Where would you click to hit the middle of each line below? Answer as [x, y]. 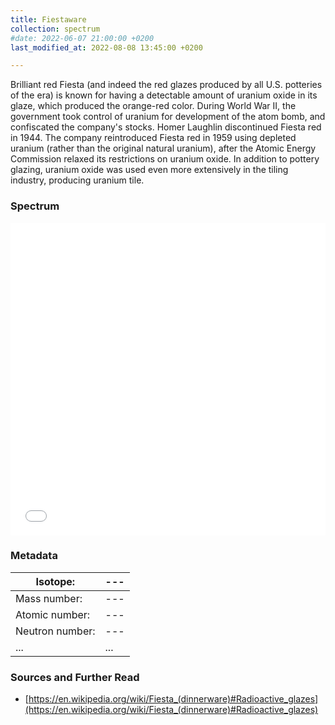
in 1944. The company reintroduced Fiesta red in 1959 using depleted [153, 138]
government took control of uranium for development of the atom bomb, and [168, 117]
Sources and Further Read [75, 677]
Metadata [34, 556]
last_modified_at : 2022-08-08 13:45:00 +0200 [106, 47]
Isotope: [55, 581]
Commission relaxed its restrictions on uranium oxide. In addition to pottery [165, 159]
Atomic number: [53, 614]
